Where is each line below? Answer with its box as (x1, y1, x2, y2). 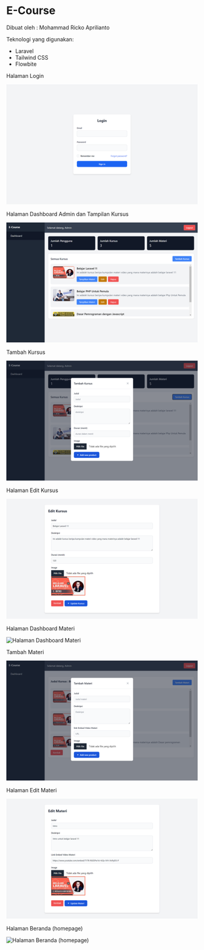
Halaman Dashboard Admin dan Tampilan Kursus (6, 210, 129, 217)
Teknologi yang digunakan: (6, 35, 74, 43)
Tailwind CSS (15, 54, 49, 61)
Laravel (15, 47, 34, 55)
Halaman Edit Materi (6, 786, 57, 793)
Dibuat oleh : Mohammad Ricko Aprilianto (6, 24, 110, 31)
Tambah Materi (6, 648, 44, 655)
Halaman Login (6, 72, 44, 79)
